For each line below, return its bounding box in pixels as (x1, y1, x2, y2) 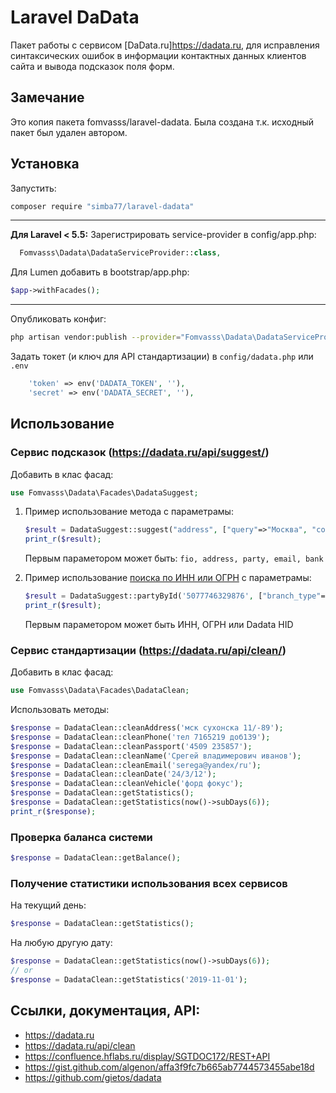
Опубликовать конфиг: (10, 313, 107, 325)
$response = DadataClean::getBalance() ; (10, 853, 182, 863)
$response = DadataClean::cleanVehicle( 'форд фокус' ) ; (10, 779, 244, 789)
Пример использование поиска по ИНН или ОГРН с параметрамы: (24, 572, 312, 584)
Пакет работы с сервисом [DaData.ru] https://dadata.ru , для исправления (10, 39, 320, 51)
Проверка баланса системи (10, 830, 153, 844)
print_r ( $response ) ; (10, 806, 97, 816)
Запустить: (10, 182, 57, 194)
